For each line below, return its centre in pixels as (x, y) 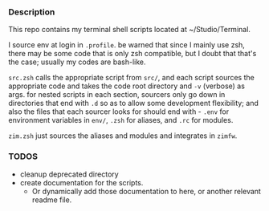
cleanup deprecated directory (69, 174)
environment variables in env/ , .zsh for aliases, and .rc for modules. (121, 120)
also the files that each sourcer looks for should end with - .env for (119, 112)
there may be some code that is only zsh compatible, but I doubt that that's (132, 54)
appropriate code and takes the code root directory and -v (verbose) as (126, 86)
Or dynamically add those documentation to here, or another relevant (146, 191)
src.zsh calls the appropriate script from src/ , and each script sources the (131, 78)
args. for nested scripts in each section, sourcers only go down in (117, 95)
